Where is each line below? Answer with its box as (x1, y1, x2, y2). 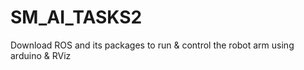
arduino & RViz (10, 49, 72, 61)
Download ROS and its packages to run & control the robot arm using (10, 39, 295, 51)
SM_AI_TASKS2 (10, 6, 143, 29)
